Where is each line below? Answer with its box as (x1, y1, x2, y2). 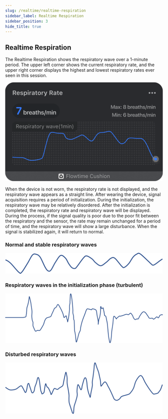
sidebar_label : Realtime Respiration (5, 13, 84, 19)
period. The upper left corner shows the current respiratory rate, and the (5, 62, 155, 68)
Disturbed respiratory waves (5, 351, 76, 358)
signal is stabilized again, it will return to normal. (5, 229, 104, 235)
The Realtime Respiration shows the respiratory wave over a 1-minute (5, 57, 148, 63)
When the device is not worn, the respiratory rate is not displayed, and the (5, 186, 158, 192)
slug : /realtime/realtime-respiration (5, 8, 86, 13)
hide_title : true (5, 24, 41, 29)
